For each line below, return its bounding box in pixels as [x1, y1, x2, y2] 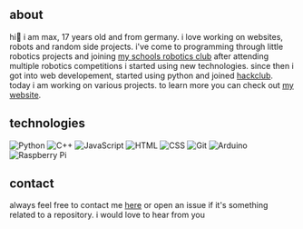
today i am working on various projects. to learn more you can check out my [9, 79, 295, 90]
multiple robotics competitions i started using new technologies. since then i [9, 60, 295, 71]
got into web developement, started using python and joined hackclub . [9, 70, 274, 81]
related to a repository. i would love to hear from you [9, 209, 206, 221]
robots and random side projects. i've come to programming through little [9, 41, 284, 52]
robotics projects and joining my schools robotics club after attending [9, 50, 269, 62]
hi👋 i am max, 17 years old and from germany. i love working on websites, [9, 31, 284, 42]
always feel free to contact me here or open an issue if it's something [9, 200, 269, 211]
